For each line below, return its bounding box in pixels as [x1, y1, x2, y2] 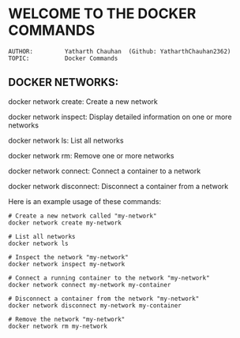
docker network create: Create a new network [8, 96, 158, 106]
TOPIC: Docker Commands [8, 54, 118, 62]
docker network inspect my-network [8, 260, 126, 268]
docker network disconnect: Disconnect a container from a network [8, 181, 229, 191]
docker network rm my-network [8, 322, 108, 330]
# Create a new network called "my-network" [8, 212, 157, 220]
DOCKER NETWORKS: [8, 76, 119, 89]
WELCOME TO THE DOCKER [8, 5, 197, 23]
